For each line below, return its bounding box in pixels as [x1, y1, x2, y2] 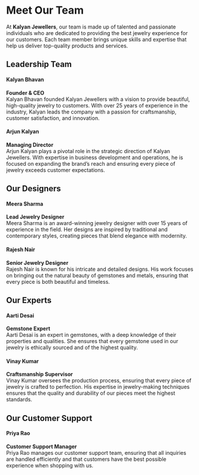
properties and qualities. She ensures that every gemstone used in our [6, 338, 178, 345]
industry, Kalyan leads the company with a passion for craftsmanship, [6, 108, 177, 115]
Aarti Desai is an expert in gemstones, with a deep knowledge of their [6, 331, 176, 338]
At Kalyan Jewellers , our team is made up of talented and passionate [6, 23, 176, 30]
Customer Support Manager [6, 443, 77, 450]
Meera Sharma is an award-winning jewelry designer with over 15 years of [6, 220, 188, 227]
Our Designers [6, 183, 61, 194]
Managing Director [6, 141, 53, 148]
